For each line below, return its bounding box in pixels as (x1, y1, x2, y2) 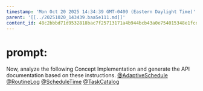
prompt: (6, 45, 48, 59)
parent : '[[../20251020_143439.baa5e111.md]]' (6, 14, 126, 20)
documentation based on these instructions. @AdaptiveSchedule (6, 72, 168, 79)
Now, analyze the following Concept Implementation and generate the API (6, 65, 190, 72)
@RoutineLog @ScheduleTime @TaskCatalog (6, 78, 120, 86)
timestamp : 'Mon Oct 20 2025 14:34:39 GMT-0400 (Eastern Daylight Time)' (6, 8, 196, 15)
